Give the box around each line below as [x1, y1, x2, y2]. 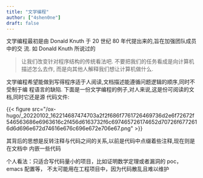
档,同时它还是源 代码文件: [6, 93, 70, 101]
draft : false [6, 20, 39, 26]
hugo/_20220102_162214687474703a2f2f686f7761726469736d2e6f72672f [6, 112, 195, 119]
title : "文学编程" [6, 8, 50, 15]
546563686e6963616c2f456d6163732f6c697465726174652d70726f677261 [6, 119, 198, 126]
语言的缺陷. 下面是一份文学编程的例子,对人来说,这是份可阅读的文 [34, 86, 195, 93]
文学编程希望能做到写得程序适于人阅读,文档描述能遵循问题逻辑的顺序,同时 [6, 78, 190, 85]
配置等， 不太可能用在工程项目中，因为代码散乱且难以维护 [24, 165, 170, 173]
